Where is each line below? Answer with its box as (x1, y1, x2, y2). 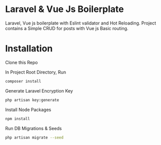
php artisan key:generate (5, 97, 59, 102)
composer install (5, 78, 41, 83)
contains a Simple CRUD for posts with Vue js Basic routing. (5, 25, 128, 31)
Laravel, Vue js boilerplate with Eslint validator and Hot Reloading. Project (5, 20, 156, 26)
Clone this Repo (5, 59, 38, 65)
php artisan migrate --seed (5, 135, 64, 140)
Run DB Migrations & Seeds (5, 125, 62, 131)
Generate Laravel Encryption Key (5, 87, 73, 93)
